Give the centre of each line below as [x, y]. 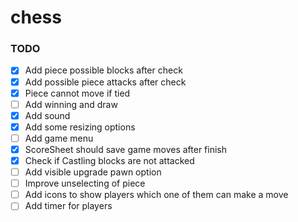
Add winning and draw [71, 104]
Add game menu [59, 138]
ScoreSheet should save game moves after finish [125, 149]
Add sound [47, 115]
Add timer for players [68, 206]
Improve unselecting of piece [85, 183]
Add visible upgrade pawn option [93, 172]
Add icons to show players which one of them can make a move [156, 195]
